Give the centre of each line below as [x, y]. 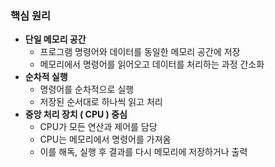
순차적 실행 [46, 77]
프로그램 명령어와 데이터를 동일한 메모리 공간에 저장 [140, 52]
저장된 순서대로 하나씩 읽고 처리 [101, 102]
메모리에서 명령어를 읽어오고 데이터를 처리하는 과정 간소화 [152, 64]
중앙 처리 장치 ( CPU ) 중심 [76, 114]
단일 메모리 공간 [55, 39]
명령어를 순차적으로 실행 [87, 89]
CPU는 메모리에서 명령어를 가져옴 [105, 139]
